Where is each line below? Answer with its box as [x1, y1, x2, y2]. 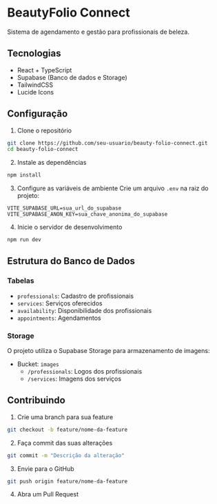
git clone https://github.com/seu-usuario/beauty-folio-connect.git [7, 139, 208, 146]
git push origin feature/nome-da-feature [7, 478, 128, 485]
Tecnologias [7, 48, 61, 59]
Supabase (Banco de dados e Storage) [17, 73, 127, 81]
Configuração [7, 108, 68, 120]
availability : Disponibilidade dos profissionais [17, 306, 152, 314]
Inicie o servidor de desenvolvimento [17, 223, 123, 232]
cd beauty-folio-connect [7, 146, 79, 153]
